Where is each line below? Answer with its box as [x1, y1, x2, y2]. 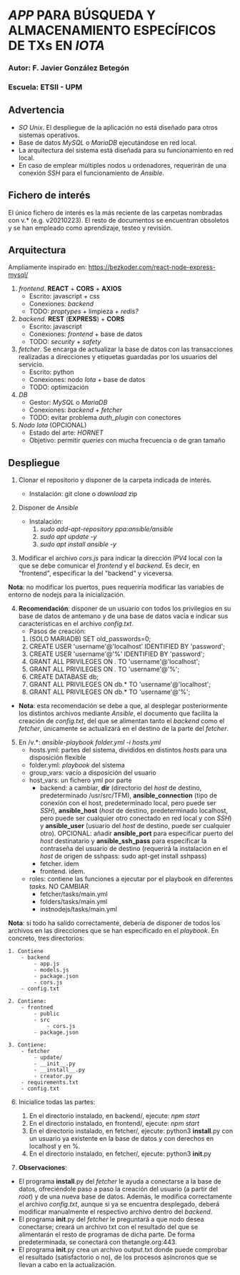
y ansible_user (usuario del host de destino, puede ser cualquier [39, 822, 231, 830]
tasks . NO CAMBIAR [29, 882, 89, 891]
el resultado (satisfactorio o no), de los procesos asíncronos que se [18, 1253, 217, 1261]
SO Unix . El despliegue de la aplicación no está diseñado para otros [18, 123, 219, 131]
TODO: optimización [29, 383, 89, 392]
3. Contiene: [8, 1042, 47, 1049]
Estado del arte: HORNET [29, 428, 104, 437]
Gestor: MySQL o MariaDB [29, 398, 108, 407]
